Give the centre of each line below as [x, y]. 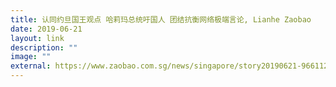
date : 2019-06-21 [46, 29]
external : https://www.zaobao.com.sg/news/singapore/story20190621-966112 [169, 66]
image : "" [31, 57]
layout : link [37, 38]
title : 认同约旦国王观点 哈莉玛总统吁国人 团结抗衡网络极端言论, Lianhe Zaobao [161, 19]
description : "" [44, 47]
